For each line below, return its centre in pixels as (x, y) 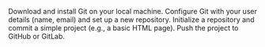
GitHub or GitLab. (37, 36)
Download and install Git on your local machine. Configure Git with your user (132, 11)
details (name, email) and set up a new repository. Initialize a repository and (131, 20)
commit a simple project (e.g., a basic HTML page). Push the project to (123, 28)
